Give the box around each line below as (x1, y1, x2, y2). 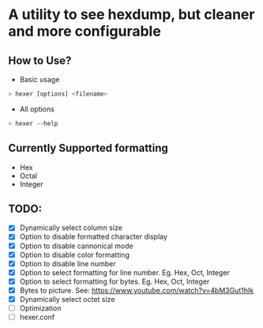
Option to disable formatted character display (19, 232, 168, 242)
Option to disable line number (19, 258, 116, 268)
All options (19, 104, 55, 114)
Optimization (19, 303, 62, 313)
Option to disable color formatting (19, 250, 130, 259)
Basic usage (19, 75, 60, 84)
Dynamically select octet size (19, 294, 115, 303)
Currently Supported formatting (8, 141, 168, 155)
